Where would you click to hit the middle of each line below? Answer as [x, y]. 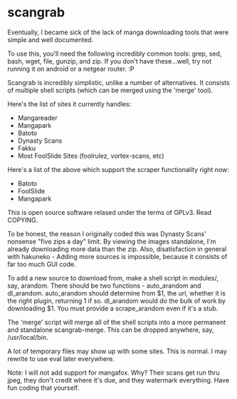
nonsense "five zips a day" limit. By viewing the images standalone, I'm [112, 241]
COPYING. [23, 220]
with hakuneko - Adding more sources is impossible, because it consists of [117, 256]
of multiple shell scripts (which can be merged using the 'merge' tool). [110, 90]
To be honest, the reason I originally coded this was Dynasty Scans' [107, 233]
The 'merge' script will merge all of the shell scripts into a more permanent [117, 322]
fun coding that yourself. [43, 388]
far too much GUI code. [42, 264]
